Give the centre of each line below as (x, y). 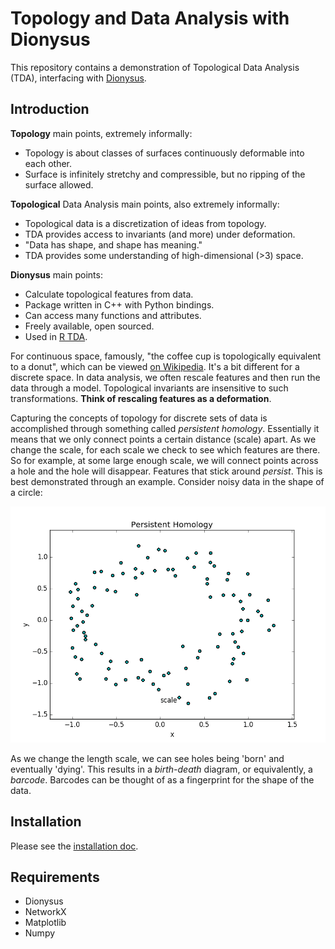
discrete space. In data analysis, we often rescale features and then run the (165, 377)
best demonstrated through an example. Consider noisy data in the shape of (167, 481)
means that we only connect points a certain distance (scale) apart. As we (163, 439)
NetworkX (45, 912)
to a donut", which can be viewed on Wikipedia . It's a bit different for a (155, 366)
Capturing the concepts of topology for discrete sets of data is (139, 418)
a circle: (26, 492)
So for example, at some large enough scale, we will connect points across (164, 460)
